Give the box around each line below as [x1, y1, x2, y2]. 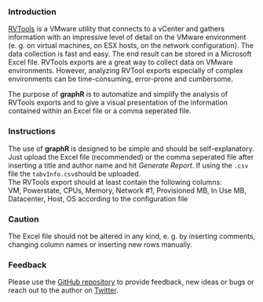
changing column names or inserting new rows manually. [8, 239, 192, 249]
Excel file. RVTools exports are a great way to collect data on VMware [8, 57, 233, 67]
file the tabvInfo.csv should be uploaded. [8, 168, 141, 179]
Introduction [8, 6, 57, 17]
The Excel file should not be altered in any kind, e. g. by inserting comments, [8, 231, 256, 241]
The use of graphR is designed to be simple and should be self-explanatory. [8, 144, 254, 153]
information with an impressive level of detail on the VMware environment [8, 32, 247, 42]
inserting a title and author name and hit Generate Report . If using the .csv [8, 160, 249, 170]
